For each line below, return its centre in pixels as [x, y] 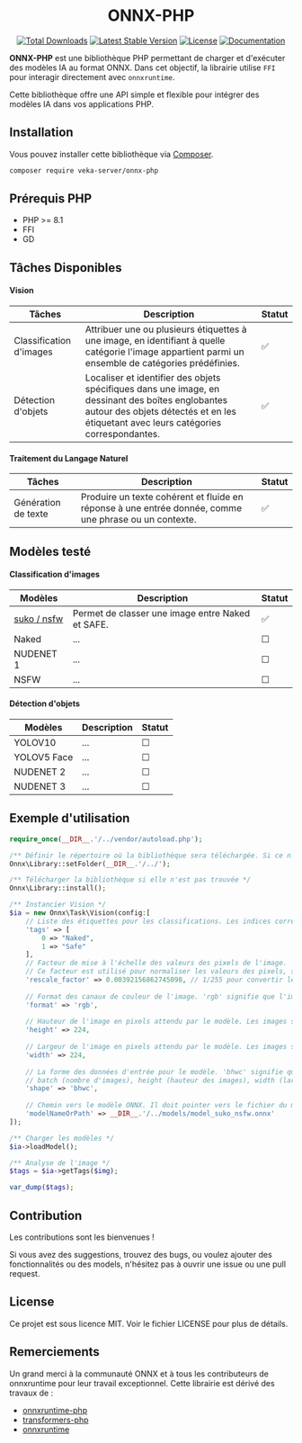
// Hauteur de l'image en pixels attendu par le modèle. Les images [156, 1022]
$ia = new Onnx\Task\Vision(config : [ [80, 913]
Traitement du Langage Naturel [69, 458]
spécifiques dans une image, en [152, 390]
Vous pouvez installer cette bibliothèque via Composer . [111, 154]
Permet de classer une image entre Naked [161, 613]
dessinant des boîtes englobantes [156, 400]
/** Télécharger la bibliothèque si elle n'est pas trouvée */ [130, 880]
